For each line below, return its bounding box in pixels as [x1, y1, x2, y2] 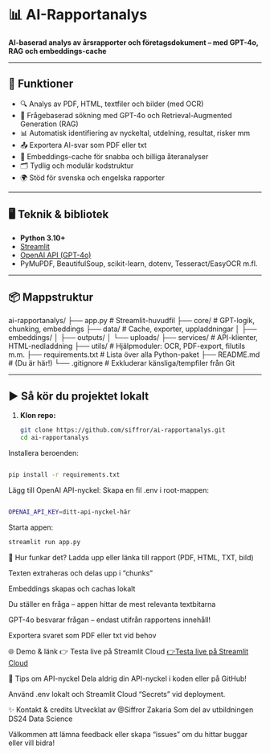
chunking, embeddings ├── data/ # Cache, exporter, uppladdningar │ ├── [8, 324, 257, 334]
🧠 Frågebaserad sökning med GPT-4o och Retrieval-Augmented [19, 110, 232, 120]
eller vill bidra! [8, 738, 55, 748]
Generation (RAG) [19, 119, 79, 129]
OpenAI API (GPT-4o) [19, 250, 92, 260]
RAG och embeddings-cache [8, 46, 107, 55]
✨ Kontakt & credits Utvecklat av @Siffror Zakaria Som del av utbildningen [8, 704, 254, 715]
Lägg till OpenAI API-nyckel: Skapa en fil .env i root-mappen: [8, 485, 210, 494]
